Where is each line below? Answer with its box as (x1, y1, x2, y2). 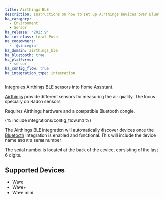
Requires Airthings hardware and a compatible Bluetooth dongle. (5, 108, 135, 114)
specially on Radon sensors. (5, 99, 62, 104)
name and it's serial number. (5, 137, 62, 143)
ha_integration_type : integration (5, 71, 76, 76)
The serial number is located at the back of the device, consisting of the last (5, 147, 158, 153)
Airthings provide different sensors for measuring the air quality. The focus (5, 93, 155, 99)
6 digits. (5, 152, 21, 158)
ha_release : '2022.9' (5, 30, 49, 35)
